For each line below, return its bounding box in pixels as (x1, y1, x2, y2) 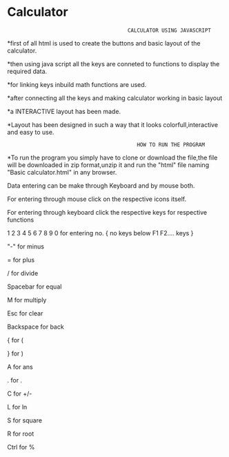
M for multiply (7, 295, 47, 304)
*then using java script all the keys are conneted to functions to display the (7, 59, 220, 68)
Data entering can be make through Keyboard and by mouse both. (7, 181, 195, 190)
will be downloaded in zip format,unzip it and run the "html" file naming (7, 160, 209, 169)
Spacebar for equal (7, 282, 62, 291)
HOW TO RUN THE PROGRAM (137, 141, 206, 148)
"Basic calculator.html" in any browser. (7, 168, 117, 176)
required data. (7, 67, 48, 75)
